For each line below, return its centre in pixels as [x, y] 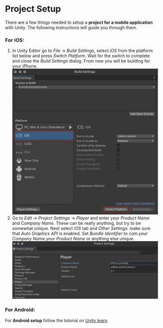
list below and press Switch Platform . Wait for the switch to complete [81, 56]
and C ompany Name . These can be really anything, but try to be [76, 223]
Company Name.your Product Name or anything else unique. [73, 239]
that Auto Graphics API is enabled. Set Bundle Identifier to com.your [80, 233]
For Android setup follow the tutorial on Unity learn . [57, 320]
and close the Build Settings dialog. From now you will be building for [81, 61]
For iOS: [15, 40]
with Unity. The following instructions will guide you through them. [71, 27]
